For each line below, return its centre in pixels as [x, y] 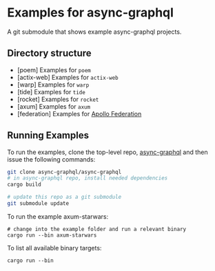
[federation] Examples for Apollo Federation [79, 113]
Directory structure [49, 53]
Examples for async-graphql [91, 13]
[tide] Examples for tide [51, 91]
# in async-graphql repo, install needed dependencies [88, 178]
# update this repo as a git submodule [64, 197]
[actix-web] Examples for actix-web [68, 77]
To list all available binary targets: [54, 248]
